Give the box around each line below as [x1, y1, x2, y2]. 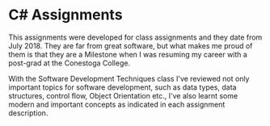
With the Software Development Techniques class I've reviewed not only [8, 73, 250, 83]
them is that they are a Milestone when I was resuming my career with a [8, 49, 248, 59]
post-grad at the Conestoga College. [8, 58, 131, 68]
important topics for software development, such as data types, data [8, 82, 237, 92]
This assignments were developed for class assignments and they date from [8, 32, 263, 42]
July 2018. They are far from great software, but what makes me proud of [8, 40, 253, 50]
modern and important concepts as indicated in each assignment [8, 99, 226, 109]
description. [8, 107, 49, 118]
